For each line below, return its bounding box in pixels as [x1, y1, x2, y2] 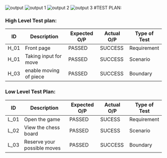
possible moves [24, 145, 61, 152]
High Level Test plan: [5, 17, 57, 24]
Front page [24, 45, 51, 52]
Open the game [24, 116, 61, 123]
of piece [24, 73, 45, 80]
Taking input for [24, 53, 62, 60]
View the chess [24, 124, 60, 131]
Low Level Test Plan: [5, 88, 56, 95]
